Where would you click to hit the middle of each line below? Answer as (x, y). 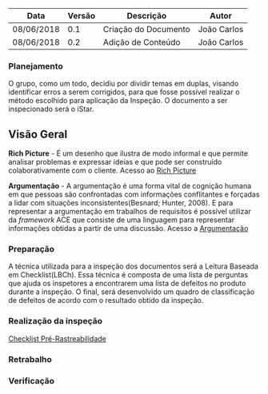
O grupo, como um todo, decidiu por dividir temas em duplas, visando (124, 84)
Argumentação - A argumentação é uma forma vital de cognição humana (130, 186)
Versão (82, 16)
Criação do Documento (146, 29)
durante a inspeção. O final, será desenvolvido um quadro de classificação (132, 292)
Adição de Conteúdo (142, 42)
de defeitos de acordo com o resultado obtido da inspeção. (106, 300)
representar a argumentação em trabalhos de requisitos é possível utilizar (130, 212)
